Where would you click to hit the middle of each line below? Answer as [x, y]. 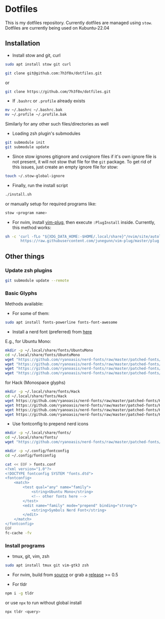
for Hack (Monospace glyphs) [35, 383]
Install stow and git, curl [36, 55]
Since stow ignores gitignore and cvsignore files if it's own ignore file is [84, 156]
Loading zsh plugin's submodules [46, 133]
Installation [23, 44]
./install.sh [18, 194]
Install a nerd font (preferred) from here [52, 332]
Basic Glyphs [21, 293]
